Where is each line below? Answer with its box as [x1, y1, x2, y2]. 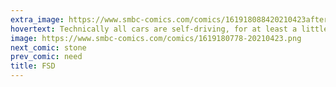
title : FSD [10, 61, 56, 71]
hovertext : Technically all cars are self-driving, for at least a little [10, 24, 329, 34]
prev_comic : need [10, 52, 83, 62]
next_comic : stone [10, 42, 87, 53]
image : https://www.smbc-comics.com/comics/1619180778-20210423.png [10, 33, 302, 43]
